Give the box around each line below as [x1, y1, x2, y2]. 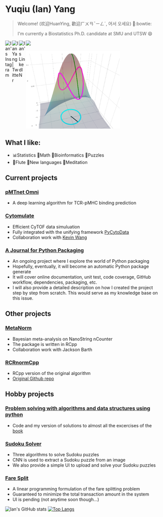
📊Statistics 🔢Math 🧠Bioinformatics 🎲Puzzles [12, 152, 105, 158]
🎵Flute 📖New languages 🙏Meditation [12, 159, 88, 165]
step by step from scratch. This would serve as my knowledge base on [12, 290, 158, 296]
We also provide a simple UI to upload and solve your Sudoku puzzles [12, 462, 156, 468]
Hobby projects [5, 390, 54, 398]
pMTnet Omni [5, 188, 39, 195]
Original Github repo [12, 375, 54, 382]
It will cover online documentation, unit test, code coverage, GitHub [12, 274, 151, 280]
